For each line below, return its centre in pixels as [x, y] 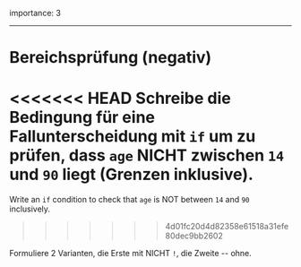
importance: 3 [35, 13]
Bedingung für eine [82, 118]
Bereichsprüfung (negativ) [111, 58]
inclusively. [30, 209]
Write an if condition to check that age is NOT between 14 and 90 [129, 200]
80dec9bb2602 [194, 236]
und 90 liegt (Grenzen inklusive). [131, 175]
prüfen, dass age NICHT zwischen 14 [147, 155]
